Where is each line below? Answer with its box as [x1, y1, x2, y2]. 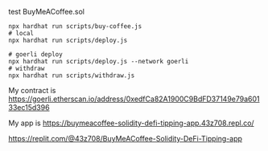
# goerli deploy [8, 51, 63, 59]
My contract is [8, 86, 56, 95]
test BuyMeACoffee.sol [8, 7, 85, 16]
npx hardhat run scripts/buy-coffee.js [8, 22, 142, 31]
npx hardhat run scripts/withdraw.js [8, 71, 135, 80]
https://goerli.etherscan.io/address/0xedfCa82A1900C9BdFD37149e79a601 [8, 94, 260, 104]
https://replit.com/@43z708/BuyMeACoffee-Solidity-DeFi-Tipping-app [8, 134, 243, 143]
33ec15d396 [8, 103, 50, 112]
